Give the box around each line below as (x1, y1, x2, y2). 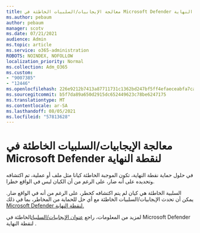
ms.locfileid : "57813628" (6, 114, 70, 119)
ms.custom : (6, 70, 33, 75)
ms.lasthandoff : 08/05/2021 (6, 108, 76, 114)
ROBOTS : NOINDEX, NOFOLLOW (6, 53, 73, 59)
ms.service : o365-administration (6, 48, 89, 53)
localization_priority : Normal (6, 58, 84, 64)
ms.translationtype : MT (6, 97, 65, 103)
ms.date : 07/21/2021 (6, 31, 58, 37)
